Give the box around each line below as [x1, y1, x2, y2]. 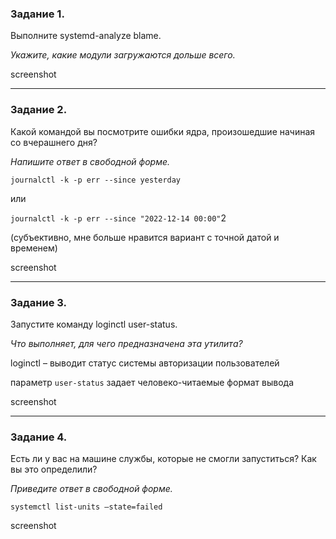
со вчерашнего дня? [10, 136, 98, 148]
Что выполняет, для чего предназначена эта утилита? [10, 337, 243, 349]
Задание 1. [10, 7, 65, 21]
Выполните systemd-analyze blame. [10, 30, 162, 42]
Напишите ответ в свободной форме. [10, 155, 171, 167]
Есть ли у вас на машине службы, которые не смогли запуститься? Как [10, 453, 317, 465]
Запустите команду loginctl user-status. [10, 318, 178, 330]
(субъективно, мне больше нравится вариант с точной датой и [10, 231, 280, 243]
